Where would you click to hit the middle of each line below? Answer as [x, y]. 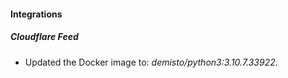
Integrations [36, 14]
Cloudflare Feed [44, 37]
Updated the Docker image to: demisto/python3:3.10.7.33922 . [151, 62]
